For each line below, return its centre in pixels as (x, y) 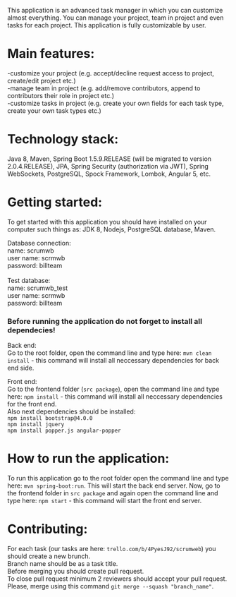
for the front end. (32, 404)
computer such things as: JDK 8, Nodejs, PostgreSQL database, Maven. (112, 229)
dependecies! (31, 330)
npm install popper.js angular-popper (64, 431)
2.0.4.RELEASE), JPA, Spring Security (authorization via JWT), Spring (108, 166)
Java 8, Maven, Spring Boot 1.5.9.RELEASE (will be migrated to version (110, 159)
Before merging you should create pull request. (76, 571)
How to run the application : (88, 459)
